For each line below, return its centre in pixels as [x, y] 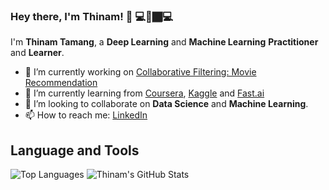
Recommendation [61, 83]
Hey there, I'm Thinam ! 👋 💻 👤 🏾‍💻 [92, 16]
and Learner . [37, 53]
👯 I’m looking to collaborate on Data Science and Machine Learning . [166, 104]
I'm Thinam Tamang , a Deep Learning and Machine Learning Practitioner [164, 42]
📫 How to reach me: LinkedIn [86, 115]
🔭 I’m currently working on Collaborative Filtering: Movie [140, 72]
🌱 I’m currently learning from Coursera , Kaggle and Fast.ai [144, 93]
